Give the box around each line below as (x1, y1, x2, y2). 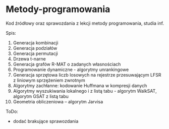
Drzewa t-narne (13, 55, 46, 61)
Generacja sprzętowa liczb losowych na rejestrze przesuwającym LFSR (13, 72, 161, 78)
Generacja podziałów (13, 45, 58, 51)
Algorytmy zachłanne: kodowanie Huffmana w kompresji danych (13, 82, 147, 89)
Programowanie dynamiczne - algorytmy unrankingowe (13, 67, 129, 73)
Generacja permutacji (13, 50, 59, 56)
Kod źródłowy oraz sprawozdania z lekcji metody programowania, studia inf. (6, 20, 164, 26)
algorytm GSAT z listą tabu (13, 93, 69, 99)
